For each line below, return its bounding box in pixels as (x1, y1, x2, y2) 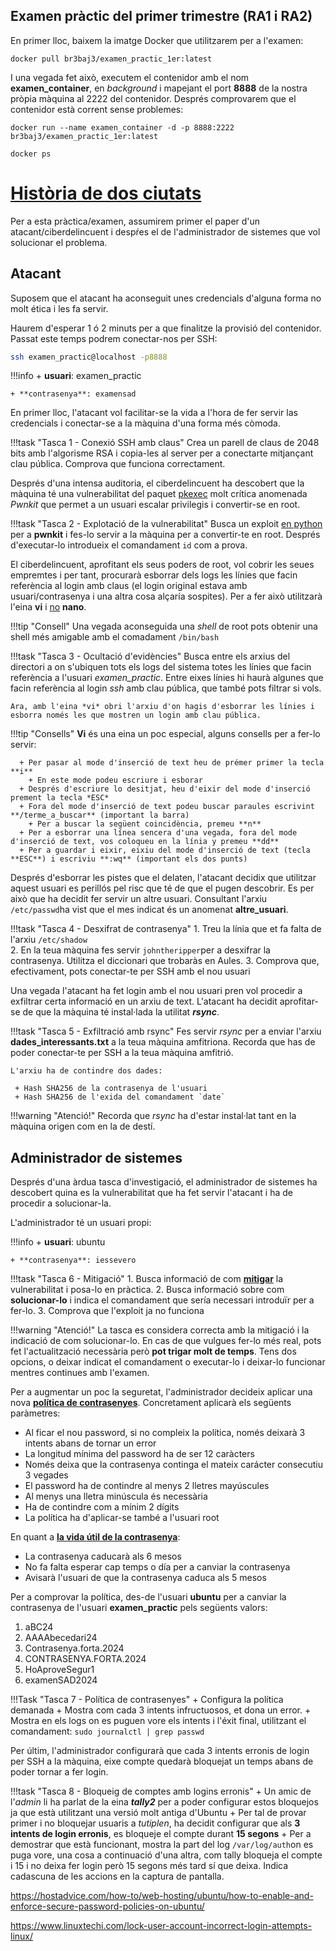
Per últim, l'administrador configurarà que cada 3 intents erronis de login (10, 1745, 310, 1757)
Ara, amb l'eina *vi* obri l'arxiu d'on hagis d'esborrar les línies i (10, 702, 315, 712)
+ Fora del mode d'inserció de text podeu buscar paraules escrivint (19, 802, 315, 812)
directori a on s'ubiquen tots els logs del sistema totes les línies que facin (10, 661, 312, 673)
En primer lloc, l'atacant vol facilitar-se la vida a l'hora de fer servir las (10, 407, 298, 419)
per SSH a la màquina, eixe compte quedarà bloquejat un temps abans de (10, 1755, 314, 1768)
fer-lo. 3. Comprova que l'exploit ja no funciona (10, 1305, 205, 1317)
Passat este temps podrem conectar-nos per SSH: (10, 332, 218, 344)
